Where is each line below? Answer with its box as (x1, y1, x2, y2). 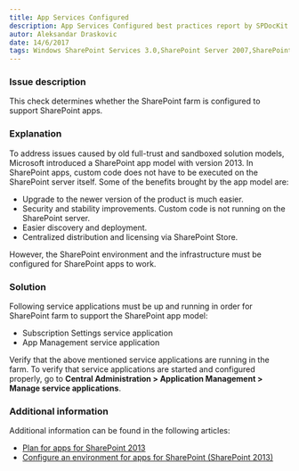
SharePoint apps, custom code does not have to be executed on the (9, 167, 258, 178)
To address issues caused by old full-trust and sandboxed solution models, (9, 148, 285, 159)
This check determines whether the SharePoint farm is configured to (9, 95, 261, 107)
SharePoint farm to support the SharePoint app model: (9, 310, 208, 321)
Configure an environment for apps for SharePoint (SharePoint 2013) (21, 452, 274, 463)
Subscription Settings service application (21, 327, 174, 339)
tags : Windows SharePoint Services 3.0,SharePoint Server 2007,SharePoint (9, 46, 293, 55)
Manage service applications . (9, 383, 122, 393)
